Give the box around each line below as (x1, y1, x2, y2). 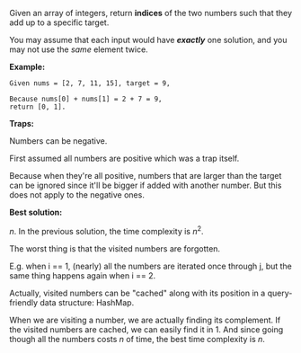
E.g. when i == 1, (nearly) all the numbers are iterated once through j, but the (9, 260, 292, 271)
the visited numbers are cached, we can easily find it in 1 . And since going (9, 323, 284, 335)
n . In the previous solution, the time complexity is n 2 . (9, 225, 204, 236)
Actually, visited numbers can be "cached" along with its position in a (9, 287, 266, 298)
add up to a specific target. (9, 17, 110, 28)
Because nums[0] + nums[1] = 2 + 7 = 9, (9, 94, 164, 103)
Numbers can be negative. (9, 136, 108, 146)
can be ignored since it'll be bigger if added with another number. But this (9, 180, 282, 190)
